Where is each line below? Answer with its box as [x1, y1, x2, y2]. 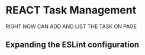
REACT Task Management [5, 4, 137, 17]
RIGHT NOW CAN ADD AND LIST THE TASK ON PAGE [5, 23, 137, 30]
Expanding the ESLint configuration [5, 40, 140, 50]
